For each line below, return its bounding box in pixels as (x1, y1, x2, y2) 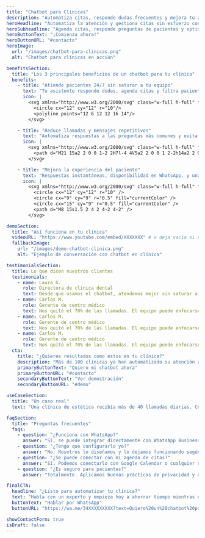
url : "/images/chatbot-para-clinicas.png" (12, 49, 121, 55)
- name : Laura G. (17, 279, 62, 285)
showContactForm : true (6, 516, 64, 522)
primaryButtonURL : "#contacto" (17, 370, 97, 376)
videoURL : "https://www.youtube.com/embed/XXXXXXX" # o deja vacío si (12, 234, 195, 241)
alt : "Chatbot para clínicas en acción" (12, 54, 116, 60)
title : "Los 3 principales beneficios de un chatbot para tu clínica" (12, 71, 195, 77)
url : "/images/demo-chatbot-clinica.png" (17, 246, 124, 252)
